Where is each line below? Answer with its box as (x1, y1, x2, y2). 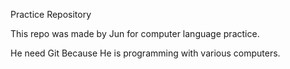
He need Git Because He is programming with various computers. (10, 47, 281, 59)
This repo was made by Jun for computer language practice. (10, 28, 260, 39)
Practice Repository (10, 9, 92, 20)
